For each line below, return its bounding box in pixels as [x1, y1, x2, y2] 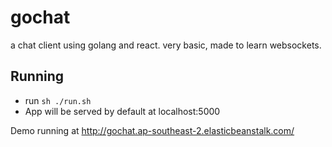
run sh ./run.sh [24, 94, 92, 106]
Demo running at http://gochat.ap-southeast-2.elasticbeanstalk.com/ [10, 124, 295, 136]
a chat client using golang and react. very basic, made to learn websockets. [10, 39, 322, 51]
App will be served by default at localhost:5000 [24, 105, 221, 117]
